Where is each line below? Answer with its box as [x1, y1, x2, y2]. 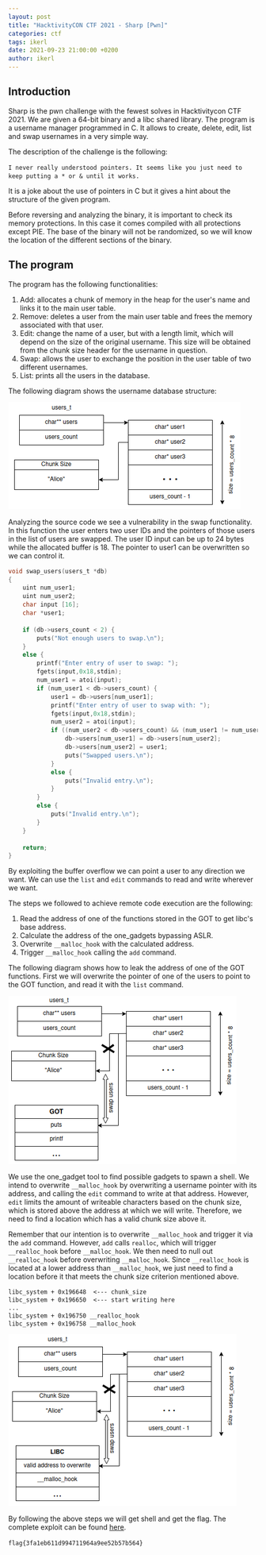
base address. [19, 922, 66, 932]
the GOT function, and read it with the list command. [8, 980, 184, 990]
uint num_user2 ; [22, 592, 77, 600]
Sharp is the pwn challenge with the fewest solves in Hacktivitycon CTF [8, 106, 242, 115]
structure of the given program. [8, 195, 111, 204]
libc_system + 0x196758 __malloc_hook [8, 1320, 136, 1328]
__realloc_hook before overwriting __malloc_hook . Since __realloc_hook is [8, 1255, 249, 1264]
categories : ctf [8, 29, 62, 37]
